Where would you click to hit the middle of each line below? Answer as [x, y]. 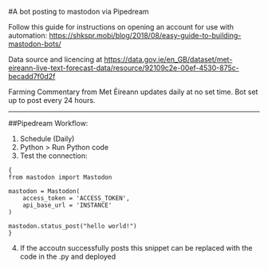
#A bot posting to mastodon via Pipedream [79, 12]
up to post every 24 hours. [52, 100]
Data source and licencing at [55, 59]
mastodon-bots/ [35, 44]
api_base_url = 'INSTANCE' [67, 205]
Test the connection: [53, 156]
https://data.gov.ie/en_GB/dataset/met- [168, 59]
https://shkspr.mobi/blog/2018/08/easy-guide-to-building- [145, 36]
